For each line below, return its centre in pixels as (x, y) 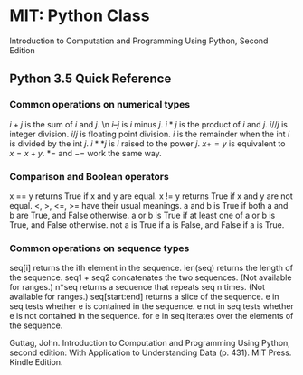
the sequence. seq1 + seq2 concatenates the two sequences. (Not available (151, 277)
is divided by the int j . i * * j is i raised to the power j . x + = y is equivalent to (147, 143)
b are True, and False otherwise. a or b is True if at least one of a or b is (142, 215)
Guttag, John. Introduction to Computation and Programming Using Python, (150, 343)
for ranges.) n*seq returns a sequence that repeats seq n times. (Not (137, 287)
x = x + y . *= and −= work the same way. (86, 153)
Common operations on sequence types (99, 248)
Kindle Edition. (36, 362)
